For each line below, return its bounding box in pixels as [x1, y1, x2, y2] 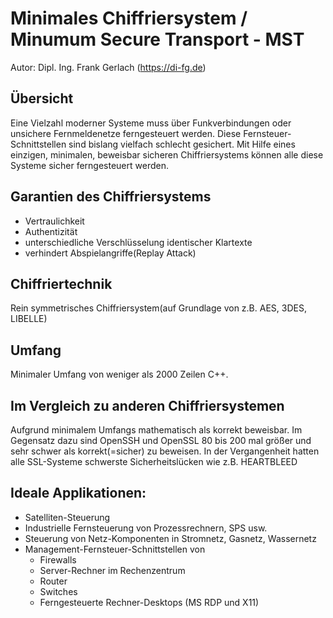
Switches [39, 585, 78, 597]
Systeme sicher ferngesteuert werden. [10, 159, 169, 171]
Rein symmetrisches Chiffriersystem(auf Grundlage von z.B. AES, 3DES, [10, 302, 307, 314]
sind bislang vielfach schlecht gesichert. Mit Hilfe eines [68, 138, 296, 150]
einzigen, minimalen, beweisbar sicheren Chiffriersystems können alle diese [10, 148, 324, 161]
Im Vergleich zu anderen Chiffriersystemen [10, 397, 285, 414]
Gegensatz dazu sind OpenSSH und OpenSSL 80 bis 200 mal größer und [10, 435, 312, 446]
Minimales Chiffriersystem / [10, 7, 248, 30]
